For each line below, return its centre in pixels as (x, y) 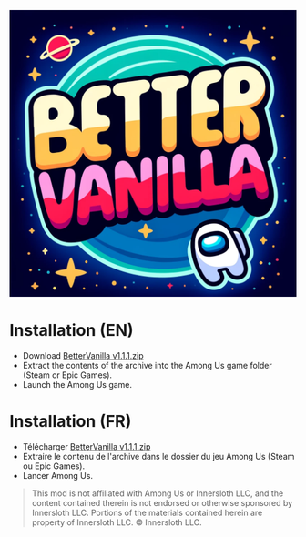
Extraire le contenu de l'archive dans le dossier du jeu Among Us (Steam (158, 456)
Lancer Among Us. (58, 475)
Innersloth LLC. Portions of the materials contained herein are (147, 512)
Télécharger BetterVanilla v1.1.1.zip (87, 446)
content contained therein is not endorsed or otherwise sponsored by (162, 502)
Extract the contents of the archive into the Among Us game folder (147, 365)
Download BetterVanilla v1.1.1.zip (83, 355)
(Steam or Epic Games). (67, 375)
